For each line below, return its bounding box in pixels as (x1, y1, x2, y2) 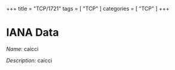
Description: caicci (6, 56, 53, 64)
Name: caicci (6, 45, 39, 52)
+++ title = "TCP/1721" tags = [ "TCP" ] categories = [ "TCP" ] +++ (6, 5, 170, 12)
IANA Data (6, 26, 59, 39)
